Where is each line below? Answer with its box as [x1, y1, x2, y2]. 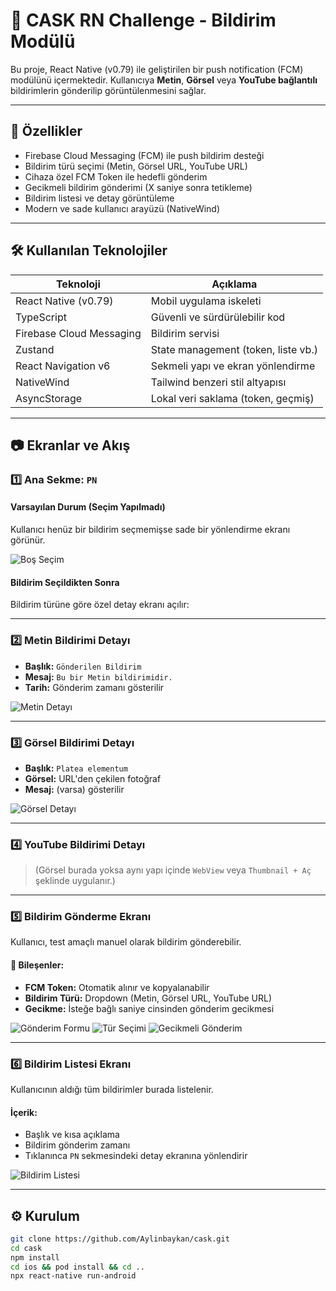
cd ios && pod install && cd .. [10, 1262, 145, 1272]
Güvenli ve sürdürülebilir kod [150, 310, 286, 324]
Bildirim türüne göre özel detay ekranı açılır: [10, 599, 190, 611]
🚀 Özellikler [10, 123, 83, 140]
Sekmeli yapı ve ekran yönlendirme [150, 359, 316, 373]
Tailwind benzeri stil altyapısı [150, 375, 287, 389]
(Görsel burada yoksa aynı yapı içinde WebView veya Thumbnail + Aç [34, 864, 312, 876]
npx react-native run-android [10, 1271, 137, 1281]
